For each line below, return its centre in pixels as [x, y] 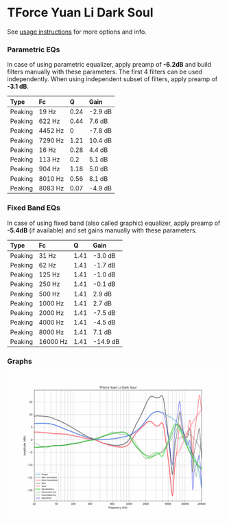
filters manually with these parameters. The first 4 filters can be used [105, 72]
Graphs [20, 361]
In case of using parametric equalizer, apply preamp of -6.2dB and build [109, 65]
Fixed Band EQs [34, 208]
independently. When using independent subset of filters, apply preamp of [112, 79]
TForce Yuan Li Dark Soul [80, 13]
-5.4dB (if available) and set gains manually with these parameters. [102, 230]
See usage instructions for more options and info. [77, 32]
